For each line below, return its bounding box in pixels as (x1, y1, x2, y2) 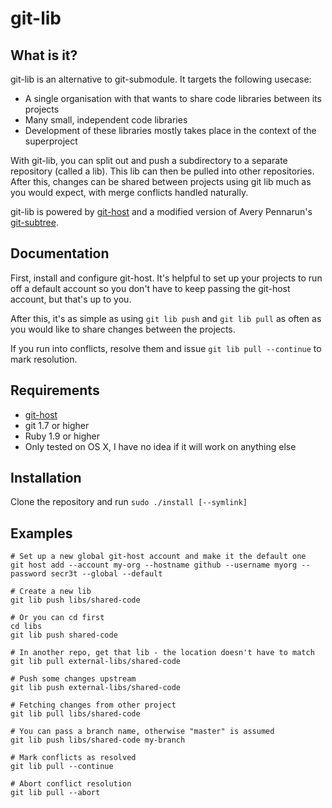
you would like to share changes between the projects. (10, 323, 236, 335)
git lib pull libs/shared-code (10, 709, 141, 719)
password (10, 569, 47, 579)
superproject (24, 135, 78, 147)
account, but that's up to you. (10, 293, 132, 305)
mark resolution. (10, 353, 78, 365)
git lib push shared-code (10, 630, 118, 641)
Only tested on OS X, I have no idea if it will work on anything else (24, 440, 297, 452)
